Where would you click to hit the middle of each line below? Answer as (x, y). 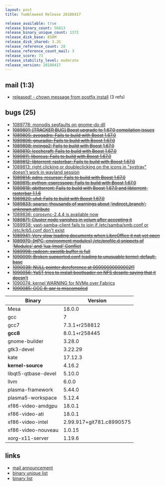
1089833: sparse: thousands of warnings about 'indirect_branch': (79, 204)
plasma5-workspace (32, 398)
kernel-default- (141, 256)
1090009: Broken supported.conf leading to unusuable (68, 256)
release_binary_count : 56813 (35, 28)
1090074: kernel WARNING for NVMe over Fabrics (64, 283)
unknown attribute (31, 209)
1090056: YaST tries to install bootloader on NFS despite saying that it (84, 272)
